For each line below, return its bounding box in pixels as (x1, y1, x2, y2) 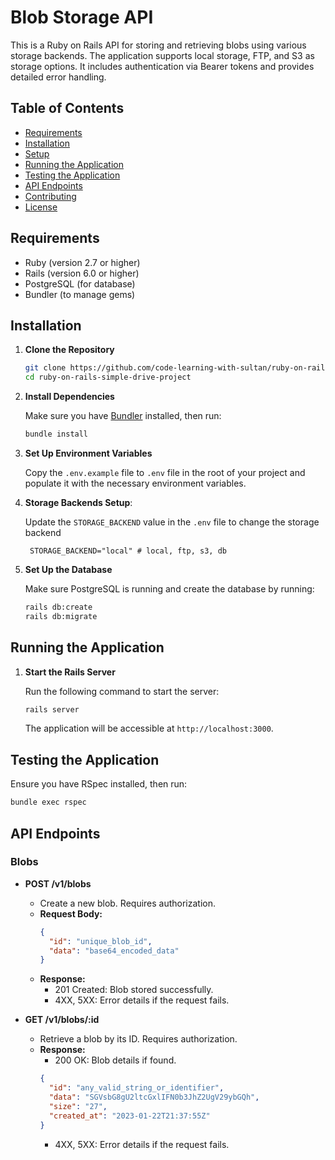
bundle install (24, 429, 89, 440)
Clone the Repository (24, 344, 115, 356)
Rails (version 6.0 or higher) (24, 267, 140, 279)
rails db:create (24, 602, 93, 612)
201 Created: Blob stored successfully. (54, 984, 214, 996)
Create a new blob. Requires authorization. (39, 897, 217, 909)
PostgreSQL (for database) (24, 277, 136, 290)
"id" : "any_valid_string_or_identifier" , (48, 1083, 225, 1093)
